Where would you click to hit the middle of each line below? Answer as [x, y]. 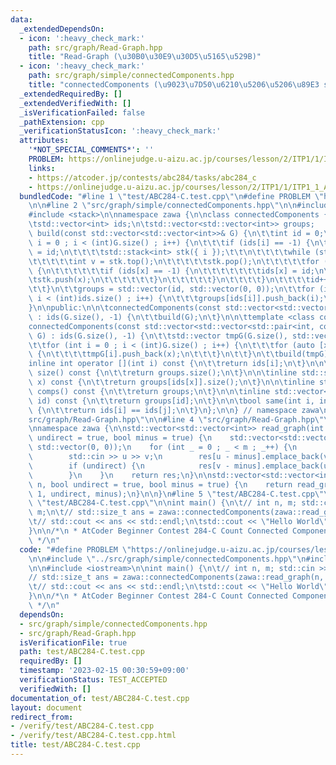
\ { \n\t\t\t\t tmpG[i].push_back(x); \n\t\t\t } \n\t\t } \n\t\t [154, 354]
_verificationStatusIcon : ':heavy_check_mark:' [120, 131]
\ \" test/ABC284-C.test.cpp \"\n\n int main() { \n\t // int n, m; [163, 503]
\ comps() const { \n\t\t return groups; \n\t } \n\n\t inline [149, 391]
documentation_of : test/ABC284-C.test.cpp [100, 698]
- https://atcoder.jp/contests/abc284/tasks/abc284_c [142, 177]
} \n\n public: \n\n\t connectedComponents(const [125, 308]
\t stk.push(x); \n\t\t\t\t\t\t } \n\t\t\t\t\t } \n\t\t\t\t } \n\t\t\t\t [169, 280]
